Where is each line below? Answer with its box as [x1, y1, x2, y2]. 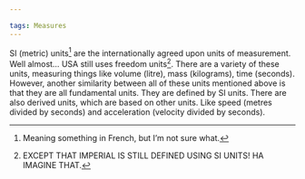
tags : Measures [9, 21, 67, 30]
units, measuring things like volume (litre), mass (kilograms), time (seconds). [9, 68, 295, 79]
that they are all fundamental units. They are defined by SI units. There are [9, 87, 288, 98]
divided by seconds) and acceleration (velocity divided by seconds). [9, 106, 266, 118]
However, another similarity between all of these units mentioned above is [9, 78, 286, 89]
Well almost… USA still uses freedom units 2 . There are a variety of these [9, 57, 280, 69]
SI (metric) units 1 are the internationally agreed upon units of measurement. [9, 46, 291, 59]
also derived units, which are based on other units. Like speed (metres [9, 97, 272, 108]
